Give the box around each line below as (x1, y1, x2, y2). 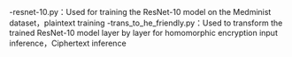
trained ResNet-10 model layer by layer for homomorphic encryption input (9, 28, 279, 38)
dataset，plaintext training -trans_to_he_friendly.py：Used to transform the (9, 18, 283, 28)
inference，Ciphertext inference (9, 38, 127, 48)
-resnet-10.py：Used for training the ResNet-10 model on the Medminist (9, 7, 272, 17)
